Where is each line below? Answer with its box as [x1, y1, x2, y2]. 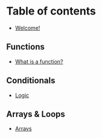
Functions [6, 42, 45, 52]
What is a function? [14, 57, 63, 65]
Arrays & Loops [6, 109, 65, 119]
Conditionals [6, 76, 56, 86]
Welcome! [14, 24, 40, 31]
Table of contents [6, 4, 97, 18]
